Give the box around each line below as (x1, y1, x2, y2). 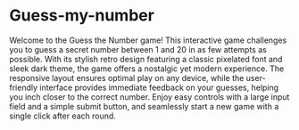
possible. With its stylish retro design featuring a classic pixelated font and (9, 53, 283, 64)
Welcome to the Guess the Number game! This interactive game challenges (9, 35, 287, 45)
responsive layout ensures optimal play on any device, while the (9, 72, 245, 83)
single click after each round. (9, 110, 116, 121)
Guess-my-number (9, 5, 154, 26)
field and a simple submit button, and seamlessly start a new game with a (9, 101, 279, 111)
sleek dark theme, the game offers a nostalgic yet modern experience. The (9, 63, 285, 74)
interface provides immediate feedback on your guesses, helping (39, 82, 279, 93)
